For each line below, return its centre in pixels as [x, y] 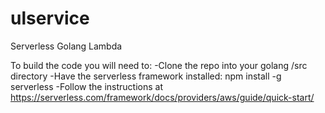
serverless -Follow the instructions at [86, 86]
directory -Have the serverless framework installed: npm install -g [146, 76]
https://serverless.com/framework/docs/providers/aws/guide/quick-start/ [162, 97]
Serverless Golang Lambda [66, 46]
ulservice [50, 18]
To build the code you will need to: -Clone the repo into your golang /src [159, 65]
